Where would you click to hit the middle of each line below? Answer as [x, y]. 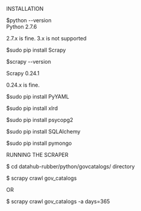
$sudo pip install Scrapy [36, 50]
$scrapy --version [28, 62]
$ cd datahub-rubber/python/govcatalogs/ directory [70, 167]
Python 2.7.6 [22, 27]
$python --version [29, 20]
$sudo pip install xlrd [32, 108]
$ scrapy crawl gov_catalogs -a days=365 [58, 201]
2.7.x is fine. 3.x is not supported [46, 38]
